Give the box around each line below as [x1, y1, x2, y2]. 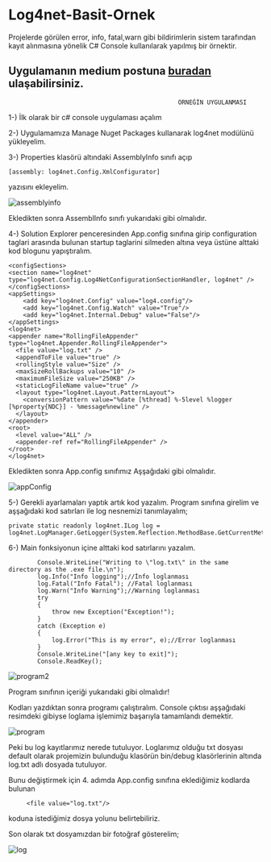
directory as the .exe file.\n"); [8, 565, 125, 573]
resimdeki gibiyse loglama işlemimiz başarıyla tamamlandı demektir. [8, 711, 234, 721]
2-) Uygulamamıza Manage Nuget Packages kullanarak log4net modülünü [8, 127, 254, 138]
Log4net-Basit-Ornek [8, 6, 156, 24]
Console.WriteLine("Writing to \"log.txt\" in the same [37, 558, 229, 566]
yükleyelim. [8, 136, 46, 146]
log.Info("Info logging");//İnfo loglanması [37, 573, 190, 581]
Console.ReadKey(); [37, 657, 103, 665]
